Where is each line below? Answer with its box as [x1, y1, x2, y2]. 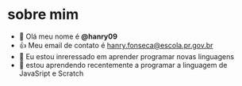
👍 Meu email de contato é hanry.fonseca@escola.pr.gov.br [18, 40, 213, 50]
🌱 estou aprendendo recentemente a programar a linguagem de [18, 60, 228, 69]
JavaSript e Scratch [18, 69, 84, 78]
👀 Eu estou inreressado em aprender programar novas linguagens [18, 51, 235, 61]
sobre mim [7, 6, 79, 24]
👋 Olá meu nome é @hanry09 [18, 32, 118, 41]
